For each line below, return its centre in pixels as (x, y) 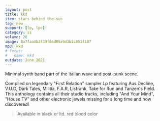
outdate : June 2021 (25, 60)
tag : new (14, 23)
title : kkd (16, 14)
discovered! (17, 104)
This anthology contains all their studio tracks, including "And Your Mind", (80, 94)
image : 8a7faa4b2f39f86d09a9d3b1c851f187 (48, 42)
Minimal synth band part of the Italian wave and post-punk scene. (72, 74)
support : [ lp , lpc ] (25, 28)
